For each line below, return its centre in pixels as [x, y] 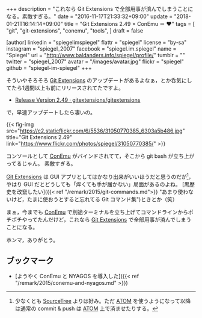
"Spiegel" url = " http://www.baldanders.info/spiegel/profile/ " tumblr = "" [96, 55]
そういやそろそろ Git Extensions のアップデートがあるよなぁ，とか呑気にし [99, 80]
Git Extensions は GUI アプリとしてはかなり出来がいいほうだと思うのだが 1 [97, 176]
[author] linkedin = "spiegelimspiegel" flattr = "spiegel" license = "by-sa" [96, 42]
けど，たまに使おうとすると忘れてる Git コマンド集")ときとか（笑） [94, 199]
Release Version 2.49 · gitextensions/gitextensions [78, 100]
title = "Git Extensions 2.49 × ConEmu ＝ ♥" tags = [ [130, 24]
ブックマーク [30, 261]
